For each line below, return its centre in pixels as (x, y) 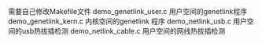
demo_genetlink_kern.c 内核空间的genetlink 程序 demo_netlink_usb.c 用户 (128, 21)
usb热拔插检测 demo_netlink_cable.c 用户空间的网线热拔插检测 (124, 31)
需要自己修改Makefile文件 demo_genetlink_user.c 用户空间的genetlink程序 (128, 11)
